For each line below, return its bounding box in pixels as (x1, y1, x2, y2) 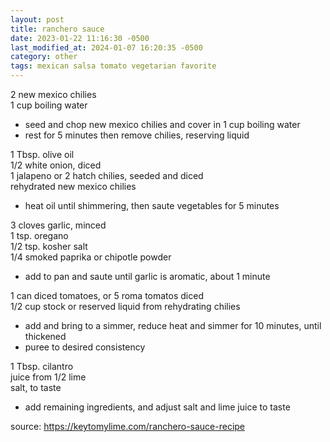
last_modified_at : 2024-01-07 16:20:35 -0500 (10, 42, 203, 53)
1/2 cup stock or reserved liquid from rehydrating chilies (10, 301, 241, 312)
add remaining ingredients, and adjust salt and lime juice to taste (24, 401, 291, 413)
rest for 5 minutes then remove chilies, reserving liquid (24, 129, 250, 141)
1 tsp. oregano (10, 230, 69, 241)
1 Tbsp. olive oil (10, 149, 75, 160)
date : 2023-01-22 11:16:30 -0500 (10, 33, 150, 43)
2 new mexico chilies (10, 89, 97, 100)
